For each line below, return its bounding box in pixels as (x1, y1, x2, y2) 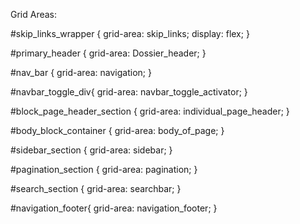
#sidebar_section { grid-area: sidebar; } (10, 144, 173, 156)
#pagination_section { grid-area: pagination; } (10, 164, 198, 175)
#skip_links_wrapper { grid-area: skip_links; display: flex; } (10, 28, 250, 39)
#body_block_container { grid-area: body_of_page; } (10, 125, 225, 136)
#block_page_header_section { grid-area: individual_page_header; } (10, 105, 290, 117)
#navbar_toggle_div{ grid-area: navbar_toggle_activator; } (10, 86, 248, 98)
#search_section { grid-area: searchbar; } (10, 183, 182, 194)
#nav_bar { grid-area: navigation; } (10, 67, 152, 78)
